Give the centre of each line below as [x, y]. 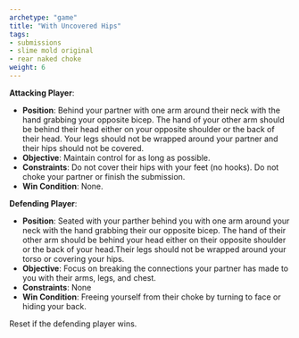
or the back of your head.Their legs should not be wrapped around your [154, 249]
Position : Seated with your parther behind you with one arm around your [156, 221]
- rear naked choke [46, 59]
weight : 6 [28, 68]
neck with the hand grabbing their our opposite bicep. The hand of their [154, 230]
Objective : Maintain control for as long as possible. [116, 157]
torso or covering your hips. [73, 258]
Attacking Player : [42, 93]
